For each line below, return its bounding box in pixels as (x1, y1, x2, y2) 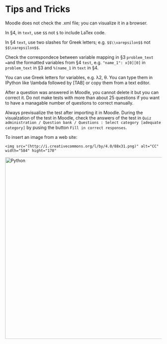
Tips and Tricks (5, 3, 71, 15)
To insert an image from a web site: (5, 134, 78, 140)
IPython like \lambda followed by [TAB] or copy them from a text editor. (5, 80, 151, 86)
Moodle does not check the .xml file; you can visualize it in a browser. (5, 20, 148, 26)
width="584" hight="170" (5, 148, 57, 153)
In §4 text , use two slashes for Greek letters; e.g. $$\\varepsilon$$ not (5, 39, 151, 45)
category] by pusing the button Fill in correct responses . (5, 124, 127, 130)
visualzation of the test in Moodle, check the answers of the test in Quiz (5, 115, 152, 120)
